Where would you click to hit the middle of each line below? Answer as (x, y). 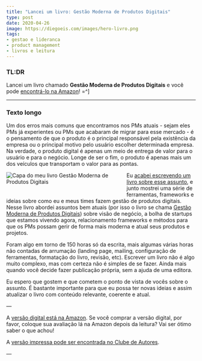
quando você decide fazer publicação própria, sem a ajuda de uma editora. (99, 270)
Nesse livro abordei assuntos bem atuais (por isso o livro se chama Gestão (99, 207)
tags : (13, 34)
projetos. (17, 233)
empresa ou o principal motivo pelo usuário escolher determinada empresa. (100, 145)
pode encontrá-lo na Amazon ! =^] (48, 91)
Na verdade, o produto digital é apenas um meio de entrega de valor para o (99, 151)
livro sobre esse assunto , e (160, 182)
